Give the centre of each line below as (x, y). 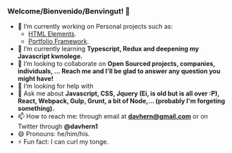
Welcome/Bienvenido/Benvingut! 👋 (69, 11)
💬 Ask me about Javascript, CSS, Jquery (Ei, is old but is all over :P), (118, 93)
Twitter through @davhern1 (58, 126)
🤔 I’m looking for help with (55, 86)
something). (36, 109)
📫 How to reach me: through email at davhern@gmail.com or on (112, 117)
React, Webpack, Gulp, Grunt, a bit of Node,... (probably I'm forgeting (121, 101)
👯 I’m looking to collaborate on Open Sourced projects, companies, (116, 64)
